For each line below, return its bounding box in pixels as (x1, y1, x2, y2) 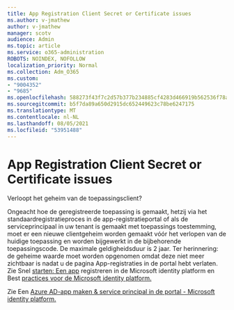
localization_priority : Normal (7, 62, 98, 69)
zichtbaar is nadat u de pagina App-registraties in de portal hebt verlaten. (7, 259, 218, 268)
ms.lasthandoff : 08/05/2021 (7, 120, 89, 127)
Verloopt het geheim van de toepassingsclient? (7, 194, 143, 202)
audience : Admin (7, 36, 54, 43)
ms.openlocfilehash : (7, 95, 68, 101)
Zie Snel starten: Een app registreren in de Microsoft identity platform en (7, 267, 214, 275)
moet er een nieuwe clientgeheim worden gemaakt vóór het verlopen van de (7, 230, 226, 238)
